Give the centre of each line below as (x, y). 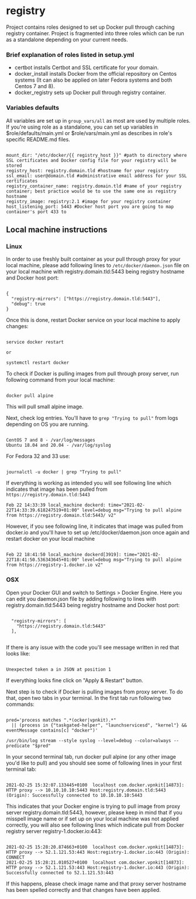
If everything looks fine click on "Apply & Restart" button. (75, 680)
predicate (18, 746)
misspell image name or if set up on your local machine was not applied (92, 819)
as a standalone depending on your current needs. (67, 39)
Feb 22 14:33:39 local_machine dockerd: (56, 505)
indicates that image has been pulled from (57, 489)
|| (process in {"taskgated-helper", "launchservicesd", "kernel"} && (99, 725)
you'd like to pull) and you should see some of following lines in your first (94, 763)
